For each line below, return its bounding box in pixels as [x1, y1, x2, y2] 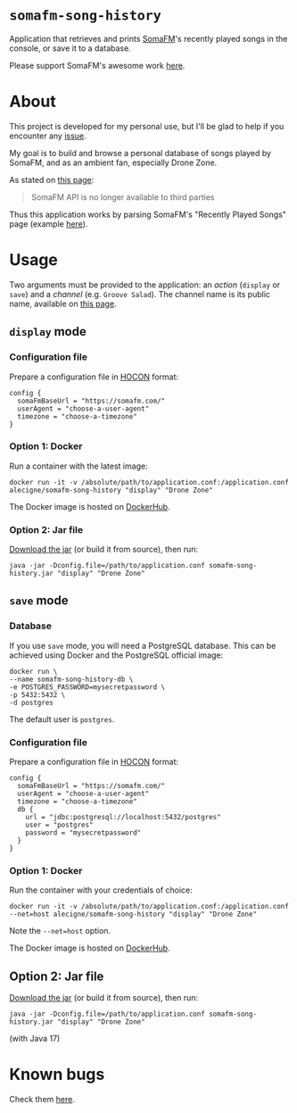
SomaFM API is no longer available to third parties [30, 191, 215, 203]
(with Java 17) [9, 1034, 61, 1044]
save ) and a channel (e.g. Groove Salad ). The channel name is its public [9, 288, 270, 299]
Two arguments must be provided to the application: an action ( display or [9, 279, 281, 290]
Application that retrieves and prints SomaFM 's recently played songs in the [9, 33, 288, 44]
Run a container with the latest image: [9, 461, 149, 471]
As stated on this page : [9, 174, 95, 185]
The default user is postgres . [9, 713, 115, 725]
